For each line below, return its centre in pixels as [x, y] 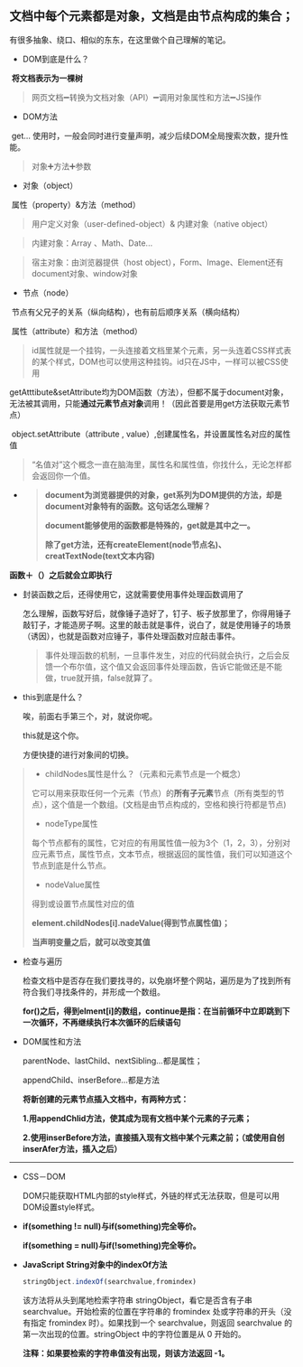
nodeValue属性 [73, 885]
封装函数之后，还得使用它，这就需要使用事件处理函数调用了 [133, 594]
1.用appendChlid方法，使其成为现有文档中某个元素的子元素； [137, 1118]
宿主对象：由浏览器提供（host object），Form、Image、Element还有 [157, 262]
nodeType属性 [71, 823]
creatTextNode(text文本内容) [100, 556]
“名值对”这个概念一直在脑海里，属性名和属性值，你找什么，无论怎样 [157, 464]
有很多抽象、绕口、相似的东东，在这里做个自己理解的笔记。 [120, 40]
